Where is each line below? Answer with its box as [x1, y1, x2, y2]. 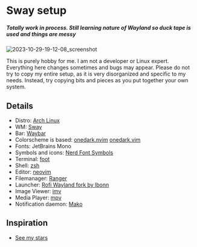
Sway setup [6, 4, 67, 18]
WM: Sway [15, 123, 42, 130]
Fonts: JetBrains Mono [15, 142, 71, 150]
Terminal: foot [15, 155, 50, 162]
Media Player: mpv [15, 194, 62, 201]
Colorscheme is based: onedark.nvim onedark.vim [15, 136, 141, 143]
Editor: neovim [15, 168, 51, 176]
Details [6, 100, 33, 111]
